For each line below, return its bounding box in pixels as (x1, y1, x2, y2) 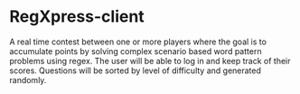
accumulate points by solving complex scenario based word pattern (9, 45, 262, 56)
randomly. (9, 74, 47, 85)
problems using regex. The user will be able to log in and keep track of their (9, 55, 291, 66)
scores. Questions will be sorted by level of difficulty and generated (9, 65, 262, 76)
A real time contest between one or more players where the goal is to (9, 36, 267, 47)
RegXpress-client (9, 6, 145, 27)
